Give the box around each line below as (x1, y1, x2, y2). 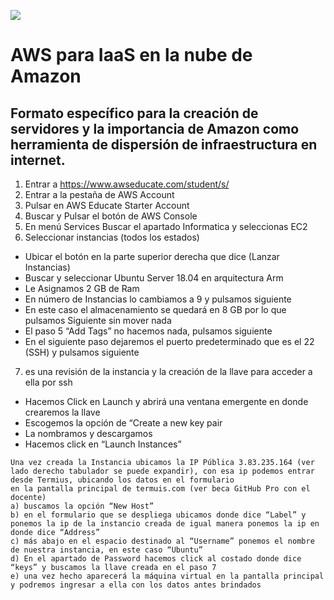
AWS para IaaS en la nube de (10, 44, 253, 67)
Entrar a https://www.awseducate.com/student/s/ (24, 178, 230, 190)
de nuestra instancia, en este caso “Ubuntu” (10, 545, 203, 555)
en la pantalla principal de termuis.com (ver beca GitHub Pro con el (10, 484, 311, 494)
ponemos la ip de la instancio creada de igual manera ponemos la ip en (10, 519, 320, 529)
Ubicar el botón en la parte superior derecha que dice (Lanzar (24, 251, 280, 262)
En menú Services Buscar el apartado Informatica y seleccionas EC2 (24, 221, 308, 232)
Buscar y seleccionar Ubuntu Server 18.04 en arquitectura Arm (24, 272, 284, 284)
